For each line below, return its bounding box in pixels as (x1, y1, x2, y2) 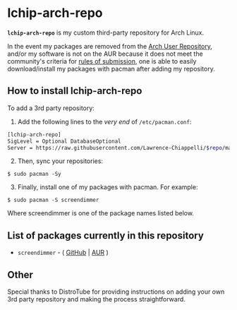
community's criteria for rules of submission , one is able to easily (7, 56, 197, 65)
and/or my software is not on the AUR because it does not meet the (7, 49, 203, 58)
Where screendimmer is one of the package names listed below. (7, 209, 194, 217)
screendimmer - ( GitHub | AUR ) (17, 249, 109, 257)
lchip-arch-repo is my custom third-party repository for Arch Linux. (7, 28, 205, 37)
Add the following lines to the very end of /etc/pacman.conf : (17, 117, 192, 126)
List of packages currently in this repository (7, 229, 205, 242)
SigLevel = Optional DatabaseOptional (7, 138, 121, 145)
